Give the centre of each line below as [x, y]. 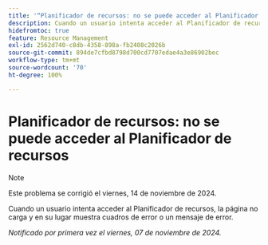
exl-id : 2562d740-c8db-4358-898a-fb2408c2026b [87, 45]
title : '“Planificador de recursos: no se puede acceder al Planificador [134, 16]
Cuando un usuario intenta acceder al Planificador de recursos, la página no [133, 208]
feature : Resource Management [59, 38]
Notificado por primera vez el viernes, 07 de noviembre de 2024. [115, 232]
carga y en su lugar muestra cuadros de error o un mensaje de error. [121, 217]
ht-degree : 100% [35, 75]
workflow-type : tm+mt [44, 61]
